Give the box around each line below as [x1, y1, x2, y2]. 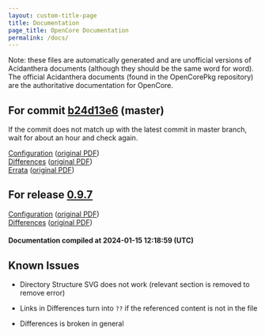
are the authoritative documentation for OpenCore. [8, 81, 174, 90]
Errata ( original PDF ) [8, 166, 75, 175]
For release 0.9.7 [8, 188, 93, 202]
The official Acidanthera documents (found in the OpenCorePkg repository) [8, 72, 254, 82]
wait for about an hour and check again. [8, 133, 138, 143]
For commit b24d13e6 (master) [8, 104, 165, 117]
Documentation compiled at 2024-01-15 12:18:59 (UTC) [8, 235, 194, 246]
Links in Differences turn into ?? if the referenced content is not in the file [19, 304, 258, 313]
